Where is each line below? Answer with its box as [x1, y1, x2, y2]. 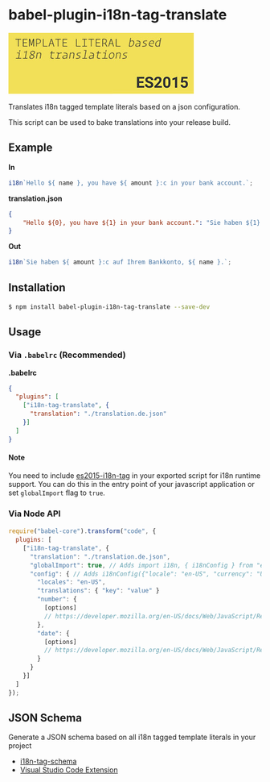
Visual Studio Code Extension [19, 765, 118, 775]
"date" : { [37, 629, 70, 638]
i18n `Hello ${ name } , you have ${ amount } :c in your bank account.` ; [8, 179, 253, 187]
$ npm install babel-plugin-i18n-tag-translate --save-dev [8, 302, 211, 311]
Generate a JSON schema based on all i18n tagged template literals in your [8, 732, 256, 742]
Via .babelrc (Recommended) [8, 349, 126, 360]
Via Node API [8, 508, 61, 519]
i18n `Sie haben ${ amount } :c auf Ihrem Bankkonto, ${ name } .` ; [8, 258, 231, 267]
